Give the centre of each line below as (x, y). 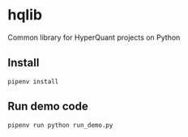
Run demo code (48, 107)
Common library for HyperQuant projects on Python (94, 37)
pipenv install (33, 81)
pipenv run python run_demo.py (60, 125)
